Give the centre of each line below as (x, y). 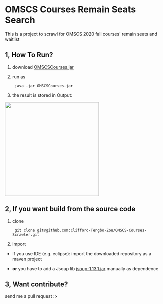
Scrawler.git (26, 235)
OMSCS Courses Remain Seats (71, 9)
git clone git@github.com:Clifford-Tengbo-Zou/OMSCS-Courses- (81, 230)
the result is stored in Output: (42, 95)
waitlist (12, 39)
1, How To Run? (29, 55)
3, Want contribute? (37, 284)
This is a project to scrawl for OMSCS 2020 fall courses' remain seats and (81, 34)
